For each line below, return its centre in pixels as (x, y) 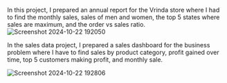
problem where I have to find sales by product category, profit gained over (113, 52)
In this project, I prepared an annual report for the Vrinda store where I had (113, 10)
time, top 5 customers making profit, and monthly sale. (85, 60)
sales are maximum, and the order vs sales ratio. (76, 24)
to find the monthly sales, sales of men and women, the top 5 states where (113, 17)
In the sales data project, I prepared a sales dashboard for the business (109, 45)
